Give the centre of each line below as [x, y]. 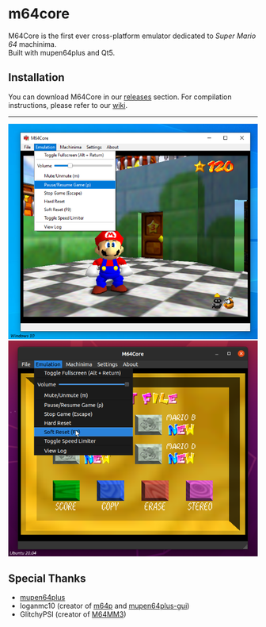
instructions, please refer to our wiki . [68, 105]
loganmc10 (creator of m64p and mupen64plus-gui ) [104, 606]
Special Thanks [47, 578]
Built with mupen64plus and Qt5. [62, 52]
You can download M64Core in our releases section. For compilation [120, 97]
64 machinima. [32, 44]
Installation [36, 77]
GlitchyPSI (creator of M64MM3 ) [73, 614]
